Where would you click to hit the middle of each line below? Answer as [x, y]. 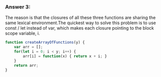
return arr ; [26, 65]
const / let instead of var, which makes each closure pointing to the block [80, 28]
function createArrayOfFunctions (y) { [45, 42]
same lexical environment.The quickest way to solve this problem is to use [81, 23]
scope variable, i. [23, 34]
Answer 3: [18, 7]
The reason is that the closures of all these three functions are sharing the [80, 18]
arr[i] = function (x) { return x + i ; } [65, 56]
